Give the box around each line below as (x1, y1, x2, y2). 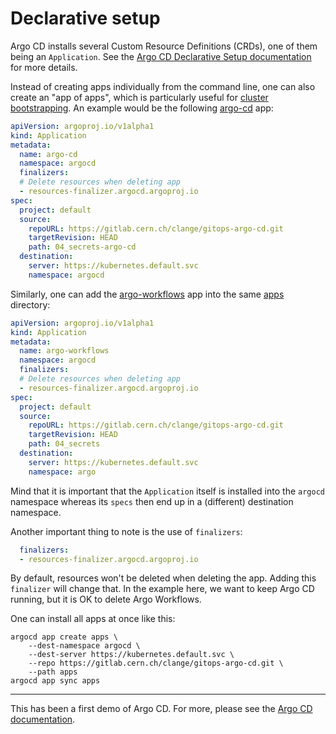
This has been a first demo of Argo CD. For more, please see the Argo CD (10, 703, 313, 715)
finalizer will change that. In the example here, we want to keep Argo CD (10, 583, 315, 595)
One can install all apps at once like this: (10, 613, 176, 625)
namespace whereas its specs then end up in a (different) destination (10, 495, 294, 507)
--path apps (28, 667, 78, 677)
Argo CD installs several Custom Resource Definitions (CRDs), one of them (10, 40, 318, 52)
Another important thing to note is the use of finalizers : (10, 525, 243, 537)
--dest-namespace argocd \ (28, 641, 141, 651)
